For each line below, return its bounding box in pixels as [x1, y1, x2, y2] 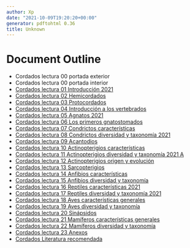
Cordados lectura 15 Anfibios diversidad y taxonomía [15, 177, 149, 184]
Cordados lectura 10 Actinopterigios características [15, 145, 145, 152]
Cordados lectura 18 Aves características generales [15, 197, 146, 204]
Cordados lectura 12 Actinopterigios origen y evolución [15, 157, 154, 165]
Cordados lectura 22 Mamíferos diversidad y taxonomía [15, 222, 156, 230]
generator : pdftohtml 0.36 [6, 20, 75, 26]
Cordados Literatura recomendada [15, 235, 103, 242]
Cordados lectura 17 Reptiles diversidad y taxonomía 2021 [15, 190, 162, 197]
